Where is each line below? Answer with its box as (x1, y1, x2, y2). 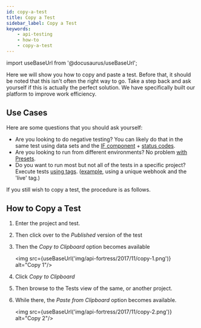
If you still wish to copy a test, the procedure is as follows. (6, 186, 151, 193)
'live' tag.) (15, 174, 41, 182)
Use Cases (6, 108, 48, 118)
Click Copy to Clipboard (15, 273, 75, 280)
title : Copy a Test (6, 15, 56, 21)
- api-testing (17, 31, 53, 38)
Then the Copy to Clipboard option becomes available (15, 243, 150, 250)
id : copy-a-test (6, 8, 47, 15)
